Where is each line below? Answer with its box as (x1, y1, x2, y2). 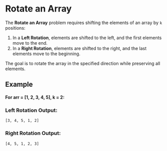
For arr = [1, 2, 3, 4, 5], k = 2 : (5, 94, 65, 100)
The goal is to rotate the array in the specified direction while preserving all (5, 60, 160, 66)
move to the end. (12, 40, 48, 46)
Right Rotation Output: (5, 130, 61, 137)
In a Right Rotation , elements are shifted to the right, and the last (12, 45, 147, 51)
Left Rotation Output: (5, 106, 58, 113)
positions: (5, 25, 26, 31)
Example (5, 80, 33, 89)
